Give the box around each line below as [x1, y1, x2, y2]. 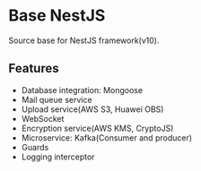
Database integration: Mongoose [21, 84, 144, 95]
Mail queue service [21, 94, 92, 105]
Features [8, 61, 59, 76]
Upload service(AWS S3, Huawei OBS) [21, 104, 164, 115]
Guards [21, 141, 49, 152]
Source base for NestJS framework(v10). [8, 35, 160, 46]
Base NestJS [8, 5, 106, 26]
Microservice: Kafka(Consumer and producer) [21, 132, 193, 143]
